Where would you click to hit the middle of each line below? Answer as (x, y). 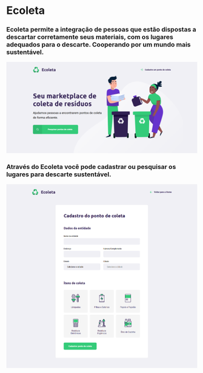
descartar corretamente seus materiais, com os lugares (90, 37)
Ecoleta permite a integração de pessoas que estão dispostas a (101, 30)
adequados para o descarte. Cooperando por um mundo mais (98, 45)
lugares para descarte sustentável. (59, 174)
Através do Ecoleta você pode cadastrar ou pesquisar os (91, 167)
